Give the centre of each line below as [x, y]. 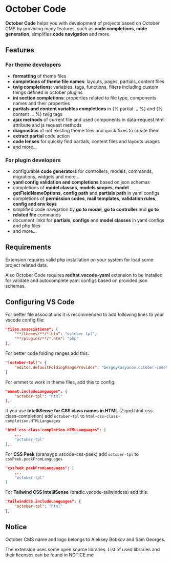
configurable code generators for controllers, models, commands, [83, 171]
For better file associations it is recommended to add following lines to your [85, 314]
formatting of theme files [39, 76]
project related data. [27, 265]
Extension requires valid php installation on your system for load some [79, 259]
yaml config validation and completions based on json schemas [81, 182]
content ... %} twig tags [38, 114]
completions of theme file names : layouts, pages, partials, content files [89, 81]
